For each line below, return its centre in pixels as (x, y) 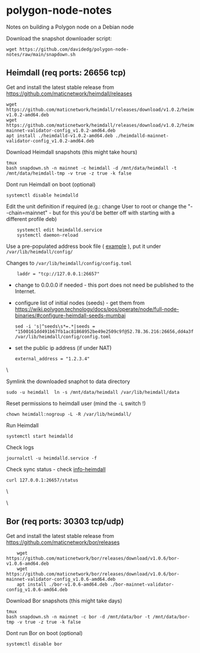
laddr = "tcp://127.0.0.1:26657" (58, 274)
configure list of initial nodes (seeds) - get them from (79, 303)
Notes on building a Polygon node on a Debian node (70, 27)
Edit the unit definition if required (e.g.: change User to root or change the (96, 206)
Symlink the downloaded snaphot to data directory (68, 381)
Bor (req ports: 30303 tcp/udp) (65, 522)
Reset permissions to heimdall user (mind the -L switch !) (76, 403)
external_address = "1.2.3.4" (52, 359)
